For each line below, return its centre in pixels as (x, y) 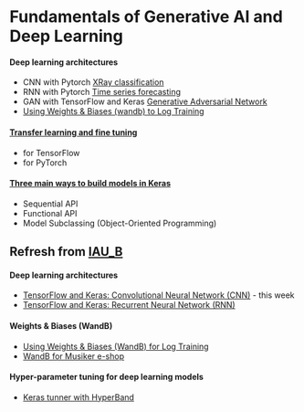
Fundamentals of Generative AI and (146, 17)
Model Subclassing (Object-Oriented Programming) (120, 223)
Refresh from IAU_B (66, 252)
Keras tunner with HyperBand (79, 397)
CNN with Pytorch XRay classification (93, 82)
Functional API (50, 213)
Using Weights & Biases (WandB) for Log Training (115, 346)
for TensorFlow (51, 153)
